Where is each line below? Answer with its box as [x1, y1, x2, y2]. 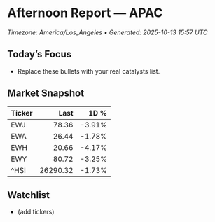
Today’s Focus [7, 48, 72, 60]
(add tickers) [17, 208, 55, 216]
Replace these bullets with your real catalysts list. [17, 67, 160, 75]
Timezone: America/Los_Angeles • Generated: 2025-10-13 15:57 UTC [7, 28, 208, 36]
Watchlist [7, 189, 50, 201]
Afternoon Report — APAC [7, 5, 163, 21]
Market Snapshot [7, 88, 85, 99]
